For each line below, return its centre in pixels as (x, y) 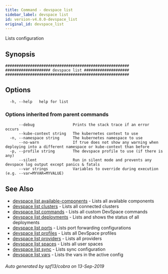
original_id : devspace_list (35, 24)
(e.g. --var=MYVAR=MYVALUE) (35, 174)
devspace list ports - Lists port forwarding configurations (72, 228)
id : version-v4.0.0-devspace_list (41, 19)
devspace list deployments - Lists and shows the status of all (76, 217)
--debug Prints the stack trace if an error (84, 125)
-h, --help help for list (39, 101)
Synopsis (20, 54)
